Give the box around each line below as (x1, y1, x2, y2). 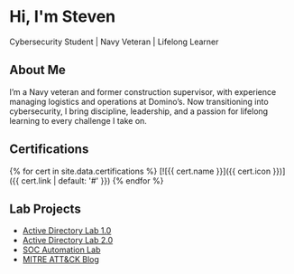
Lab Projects (9, 201, 81, 216)
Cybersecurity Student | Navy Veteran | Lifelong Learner (9, 36, 219, 47)
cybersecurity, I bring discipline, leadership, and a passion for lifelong (9, 106, 269, 117)
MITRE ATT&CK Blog (22, 254, 99, 265)
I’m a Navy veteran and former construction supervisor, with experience (9, 86, 277, 97)
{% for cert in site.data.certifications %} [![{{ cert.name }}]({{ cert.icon (9, 165, 271, 176)
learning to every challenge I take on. (9, 115, 147, 126)
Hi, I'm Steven (9, 6, 116, 27)
